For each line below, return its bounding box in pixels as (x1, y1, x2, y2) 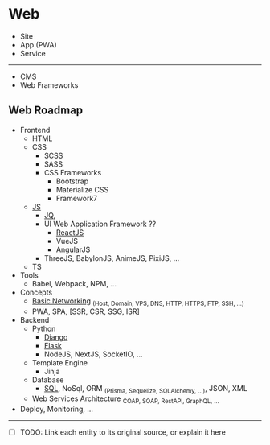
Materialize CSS (55, 184, 109, 194)
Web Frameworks (19, 80, 79, 89)
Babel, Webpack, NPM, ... (31, 278, 117, 288)
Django (43, 332, 68, 342)
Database (31, 375, 64, 385)
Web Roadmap (8, 104, 84, 117)
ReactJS (55, 227, 84, 237)
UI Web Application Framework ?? (43, 219, 157, 229)
